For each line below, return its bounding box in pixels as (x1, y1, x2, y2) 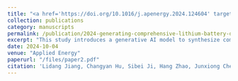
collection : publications (7, 17, 84, 24)
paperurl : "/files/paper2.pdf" (7, 56, 100, 63)
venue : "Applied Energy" (7, 50, 81, 57)
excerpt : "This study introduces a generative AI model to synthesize (7, 37, 220, 44)
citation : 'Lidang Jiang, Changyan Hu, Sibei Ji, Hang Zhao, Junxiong (7, 63, 220, 70)
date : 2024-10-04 (7, 43, 59, 50)
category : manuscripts (7, 23, 74, 30)
